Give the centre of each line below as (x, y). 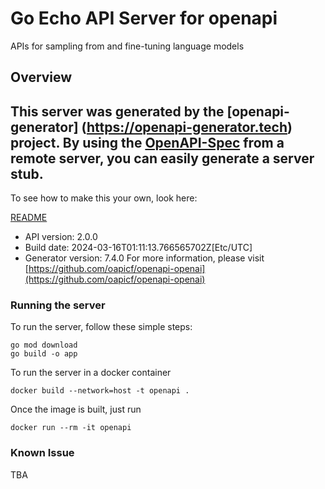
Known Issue (42, 453)
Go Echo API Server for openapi (144, 18)
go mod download (44, 345)
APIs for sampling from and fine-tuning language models (127, 46)
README (29, 218)
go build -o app (44, 354)
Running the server (58, 305)
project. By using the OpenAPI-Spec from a (147, 142)
